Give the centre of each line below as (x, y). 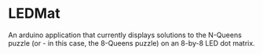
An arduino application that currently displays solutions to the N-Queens (125, 35)
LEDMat (34, 14)
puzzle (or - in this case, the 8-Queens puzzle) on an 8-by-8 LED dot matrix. (131, 43)
